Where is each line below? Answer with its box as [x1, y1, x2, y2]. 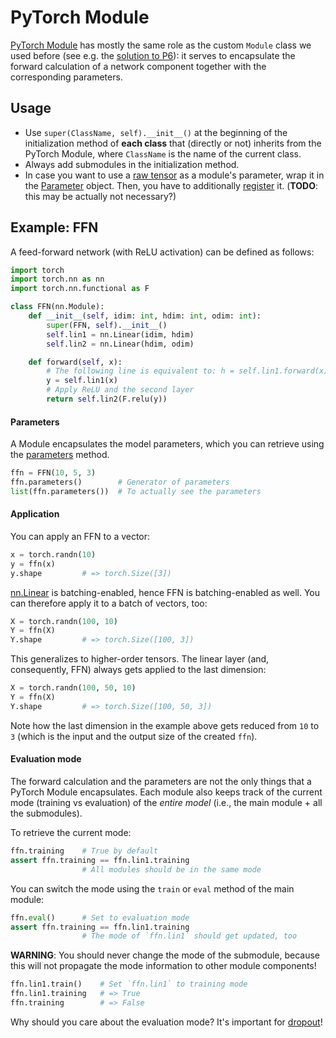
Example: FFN [10, 219, 99, 236]
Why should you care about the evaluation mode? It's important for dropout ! [10, 1016, 323, 1028]
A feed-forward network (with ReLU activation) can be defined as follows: [10, 246, 315, 258]
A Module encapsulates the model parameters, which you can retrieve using [10, 438, 325, 450]
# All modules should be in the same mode [81, 864, 262, 875]
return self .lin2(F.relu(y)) [46, 394, 168, 405]
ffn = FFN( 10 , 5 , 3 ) [10, 468, 97, 478]
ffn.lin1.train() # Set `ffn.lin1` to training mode [10, 979, 248, 990]
